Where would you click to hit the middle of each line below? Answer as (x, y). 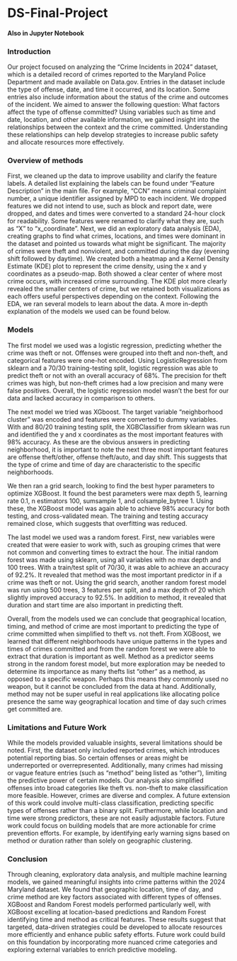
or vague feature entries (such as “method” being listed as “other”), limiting (117, 772)
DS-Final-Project (58, 13)
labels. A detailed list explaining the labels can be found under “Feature (111, 184)
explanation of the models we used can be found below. (89, 311)
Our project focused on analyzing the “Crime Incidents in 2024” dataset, (112, 67)
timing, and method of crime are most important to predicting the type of (113, 626)
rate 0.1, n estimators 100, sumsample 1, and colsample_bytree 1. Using (110, 500)
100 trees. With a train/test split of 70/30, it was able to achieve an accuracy (118, 567)
